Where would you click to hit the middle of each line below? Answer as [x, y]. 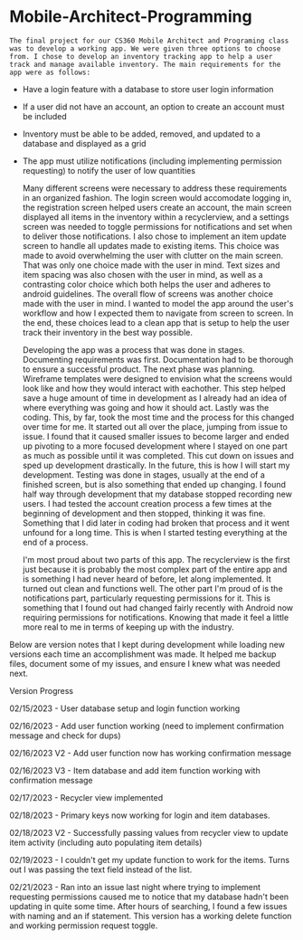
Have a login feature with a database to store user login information [148, 89]
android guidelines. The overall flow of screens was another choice [148, 294]
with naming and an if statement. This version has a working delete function [151, 916]
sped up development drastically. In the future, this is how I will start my [156, 465]
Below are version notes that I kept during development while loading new [147, 644]
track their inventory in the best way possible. [107, 332]
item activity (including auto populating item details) [106, 842]
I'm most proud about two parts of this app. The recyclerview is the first [156, 559]
